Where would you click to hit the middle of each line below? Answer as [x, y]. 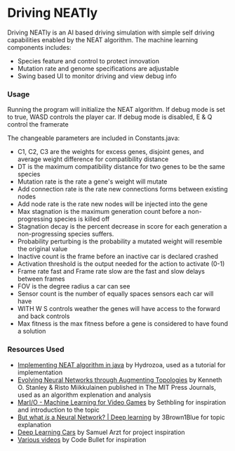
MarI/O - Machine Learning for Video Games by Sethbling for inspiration [122, 402]
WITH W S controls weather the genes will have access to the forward [119, 309]
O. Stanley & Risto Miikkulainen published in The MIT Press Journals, [116, 387]
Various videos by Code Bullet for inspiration [82, 439]
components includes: [39, 47]
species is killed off [82, 219]
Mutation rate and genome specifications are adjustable [98, 68]
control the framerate [38, 125]
